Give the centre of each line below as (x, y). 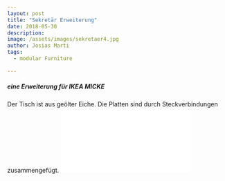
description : (26, 33)
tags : (15, 53)
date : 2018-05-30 (32, 26)
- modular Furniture (43, 59)
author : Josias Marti (38, 46)
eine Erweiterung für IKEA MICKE (56, 86)
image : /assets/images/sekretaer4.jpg (63, 39)
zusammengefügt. (33, 170)
